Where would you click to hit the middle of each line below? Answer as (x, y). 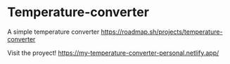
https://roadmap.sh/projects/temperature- (162, 32)
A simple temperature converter (53, 32)
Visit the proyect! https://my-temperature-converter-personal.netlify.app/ (113, 53)
